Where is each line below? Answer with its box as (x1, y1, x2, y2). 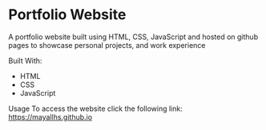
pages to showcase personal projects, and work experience (8, 40, 206, 49)
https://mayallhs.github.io (8, 112, 93, 121)
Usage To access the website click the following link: (8, 104, 183, 113)
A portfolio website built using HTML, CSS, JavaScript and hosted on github (8, 32, 259, 41)
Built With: (8, 56, 42, 65)
